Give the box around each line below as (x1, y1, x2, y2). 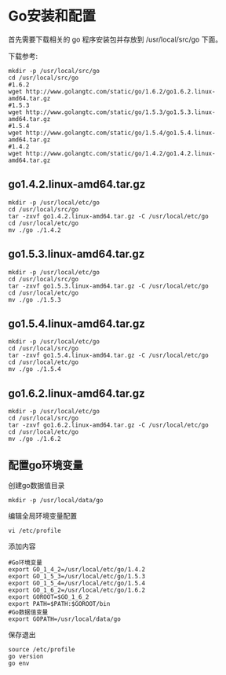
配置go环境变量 (8, 458, 84, 471)
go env (8, 659, 30, 667)
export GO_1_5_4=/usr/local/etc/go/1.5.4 (8, 579, 146, 587)
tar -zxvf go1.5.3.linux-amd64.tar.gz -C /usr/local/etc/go (8, 282, 210, 290)
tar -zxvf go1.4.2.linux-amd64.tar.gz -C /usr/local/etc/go (8, 212, 210, 220)
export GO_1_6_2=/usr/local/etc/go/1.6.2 (8, 586, 146, 594)
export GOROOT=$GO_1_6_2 (8, 593, 89, 601)
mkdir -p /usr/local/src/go (8, 67, 100, 75)
